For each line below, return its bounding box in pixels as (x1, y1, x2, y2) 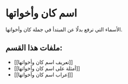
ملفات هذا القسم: (5, 43, 63, 53)
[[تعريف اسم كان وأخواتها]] (13, 58, 74, 65)
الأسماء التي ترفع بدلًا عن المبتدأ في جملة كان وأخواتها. (5, 26, 123, 33)
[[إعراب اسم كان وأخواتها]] (13, 71, 74, 78)
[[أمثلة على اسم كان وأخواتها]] (13, 65, 80, 72)
